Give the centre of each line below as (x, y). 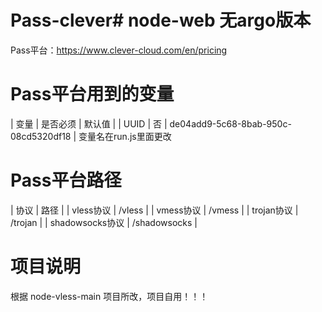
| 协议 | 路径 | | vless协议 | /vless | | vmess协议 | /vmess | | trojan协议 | (154, 210)
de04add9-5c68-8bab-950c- (230, 123)
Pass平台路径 (66, 180)
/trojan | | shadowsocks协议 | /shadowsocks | (104, 222)
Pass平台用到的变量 (92, 94)
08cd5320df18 (41, 136)
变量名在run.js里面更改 (125, 136)
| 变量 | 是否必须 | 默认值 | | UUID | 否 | (89, 123)
